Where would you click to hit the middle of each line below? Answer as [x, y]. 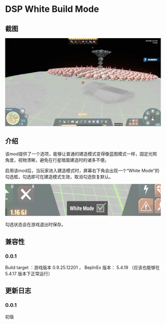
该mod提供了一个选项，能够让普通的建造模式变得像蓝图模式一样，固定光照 [81, 154]
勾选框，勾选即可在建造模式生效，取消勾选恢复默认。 [59, 177]
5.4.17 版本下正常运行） [29, 274]
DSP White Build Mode [52, 9]
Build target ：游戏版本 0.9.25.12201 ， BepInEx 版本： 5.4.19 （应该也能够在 [83, 268]
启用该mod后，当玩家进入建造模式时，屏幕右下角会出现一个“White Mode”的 [82, 171]
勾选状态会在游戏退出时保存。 [35, 224]
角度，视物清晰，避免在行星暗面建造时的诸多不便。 [57, 160]
